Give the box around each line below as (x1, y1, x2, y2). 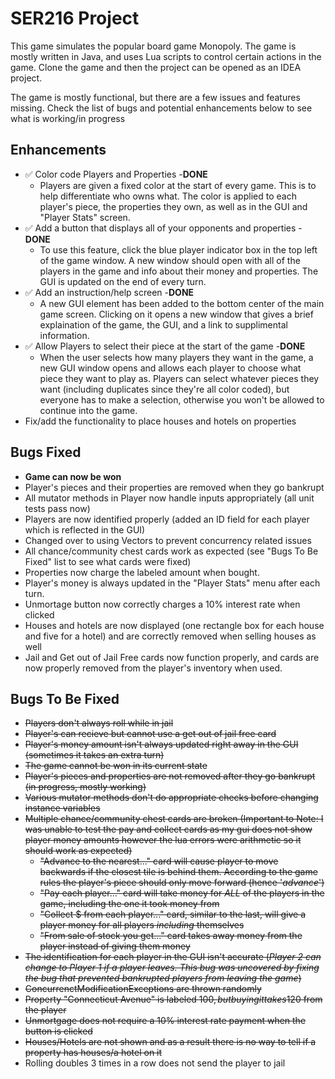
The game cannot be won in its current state (24, 760, 208, 772)
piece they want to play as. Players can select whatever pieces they (39, 372, 320, 384)
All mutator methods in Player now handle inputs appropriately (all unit (24, 492, 315, 504)
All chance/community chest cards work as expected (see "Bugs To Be (24, 545, 319, 557)
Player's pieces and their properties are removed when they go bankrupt (24, 481, 325, 493)
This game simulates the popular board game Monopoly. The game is (10, 40, 297, 52)
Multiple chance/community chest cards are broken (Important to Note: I (24, 813, 324, 825)
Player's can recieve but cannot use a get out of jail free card (24, 728, 277, 740)
